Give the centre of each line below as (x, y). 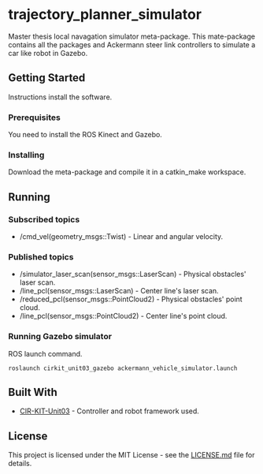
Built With (33, 392)
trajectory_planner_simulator (105, 15)
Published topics (41, 256)
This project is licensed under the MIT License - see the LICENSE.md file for (131, 455)
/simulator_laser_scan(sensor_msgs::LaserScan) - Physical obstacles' (133, 274)
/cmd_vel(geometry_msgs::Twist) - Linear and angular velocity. (121, 237)
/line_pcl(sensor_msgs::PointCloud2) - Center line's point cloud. (123, 316)
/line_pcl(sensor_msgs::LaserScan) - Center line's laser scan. (119, 291)
